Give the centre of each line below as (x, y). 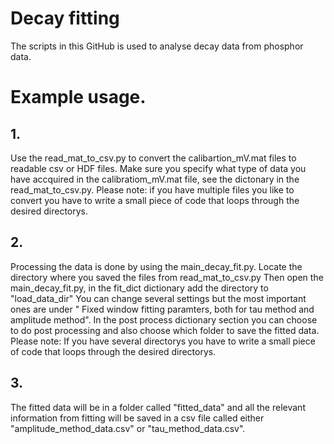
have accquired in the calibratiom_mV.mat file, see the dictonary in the (155, 179)
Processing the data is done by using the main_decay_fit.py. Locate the (156, 266)
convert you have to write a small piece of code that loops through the (155, 200)
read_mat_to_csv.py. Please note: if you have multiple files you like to (152, 189)
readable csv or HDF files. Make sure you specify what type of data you (158, 168)
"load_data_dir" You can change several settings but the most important (158, 298)
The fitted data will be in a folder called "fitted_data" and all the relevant (158, 407)
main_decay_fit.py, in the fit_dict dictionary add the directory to (139, 288)
